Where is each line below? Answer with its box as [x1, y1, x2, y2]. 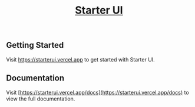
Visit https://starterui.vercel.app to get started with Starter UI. [6, 56, 155, 63]
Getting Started [6, 40, 64, 50]
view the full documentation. [6, 95, 75, 102]
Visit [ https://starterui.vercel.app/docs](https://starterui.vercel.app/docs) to [6, 89, 190, 96]
